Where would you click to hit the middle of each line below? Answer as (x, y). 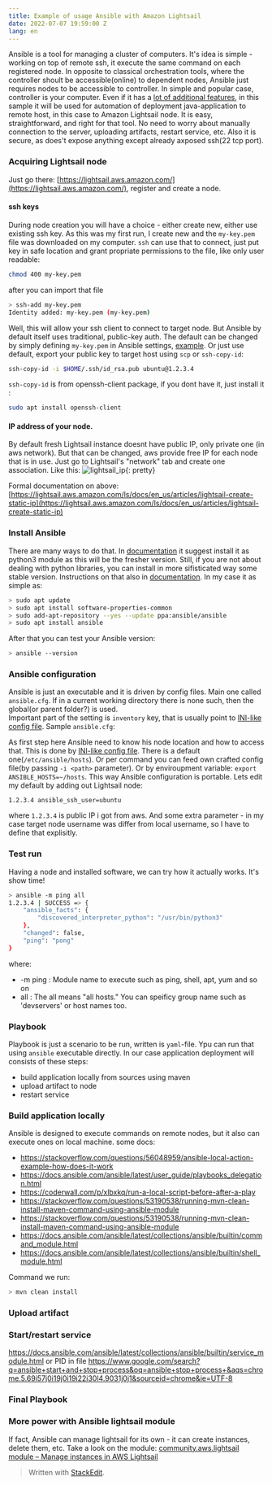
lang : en (23, 31)
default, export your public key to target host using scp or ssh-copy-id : (126, 354)
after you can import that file (56, 290)
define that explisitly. (43, 833)
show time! (27, 880)
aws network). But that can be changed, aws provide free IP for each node (133, 453)
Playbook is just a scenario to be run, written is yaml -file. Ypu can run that (131, 1044)
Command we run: (39, 1278)
